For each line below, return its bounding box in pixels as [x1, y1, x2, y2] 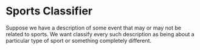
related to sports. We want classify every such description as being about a [5, 30, 195, 37]
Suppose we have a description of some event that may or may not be [5, 24, 182, 31]
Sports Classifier [5, 4, 93, 18]
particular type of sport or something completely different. [5, 37, 152, 44]
